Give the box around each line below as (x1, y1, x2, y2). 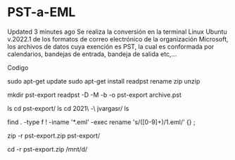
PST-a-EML (7, 4, 76, 20)
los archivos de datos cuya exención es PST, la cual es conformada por (7, 42, 215, 51)
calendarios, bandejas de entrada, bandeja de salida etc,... (7, 50, 177, 58)
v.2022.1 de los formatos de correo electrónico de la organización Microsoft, (7, 34, 229, 43)
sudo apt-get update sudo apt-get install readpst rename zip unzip (7, 76, 201, 85)
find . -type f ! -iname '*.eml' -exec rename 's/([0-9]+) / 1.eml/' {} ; (7, 117, 196, 126)
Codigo (7, 63, 29, 72)
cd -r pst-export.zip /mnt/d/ (7, 145, 88, 153)
